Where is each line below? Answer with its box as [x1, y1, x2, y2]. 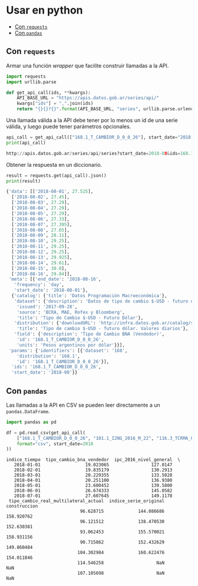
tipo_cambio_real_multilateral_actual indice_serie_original [8, 498, 165, 504]
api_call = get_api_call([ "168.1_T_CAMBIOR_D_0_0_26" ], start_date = [6, 134, 178, 140]
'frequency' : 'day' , [14, 282, 65, 288]
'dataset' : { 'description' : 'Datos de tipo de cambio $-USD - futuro [14, 298, 189, 304]
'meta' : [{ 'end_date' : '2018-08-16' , [8, 276, 101, 282]
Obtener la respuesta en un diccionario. [6, 161, 103, 168]
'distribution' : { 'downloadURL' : [14, 320, 96, 326]
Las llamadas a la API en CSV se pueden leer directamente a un [6, 401, 160, 409]
